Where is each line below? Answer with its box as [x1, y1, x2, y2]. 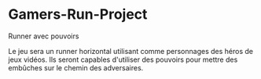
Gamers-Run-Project [8, 5, 148, 23]
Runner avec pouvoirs [8, 31, 79, 41]
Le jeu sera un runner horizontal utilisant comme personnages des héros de [8, 46, 254, 56]
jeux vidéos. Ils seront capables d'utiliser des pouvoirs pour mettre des [8, 55, 238, 64]
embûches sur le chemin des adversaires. [8, 63, 144, 72]
